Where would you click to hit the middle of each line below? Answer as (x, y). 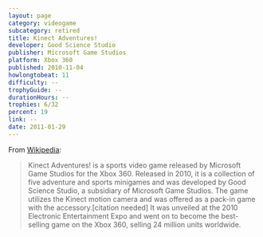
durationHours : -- (39, 97)
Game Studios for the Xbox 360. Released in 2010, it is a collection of (141, 173)
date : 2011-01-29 (37, 127)
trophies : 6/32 (33, 105)
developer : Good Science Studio (62, 45)
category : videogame (43, 23)
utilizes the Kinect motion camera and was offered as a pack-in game (141, 199)
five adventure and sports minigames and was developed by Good (137, 182)
